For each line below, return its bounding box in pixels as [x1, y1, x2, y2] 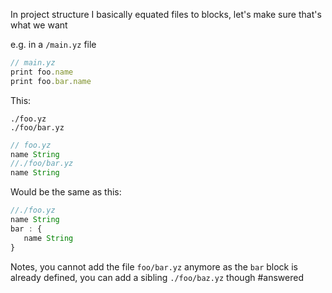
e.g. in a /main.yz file [10, 39, 97, 50]
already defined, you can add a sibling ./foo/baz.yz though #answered [10, 271, 304, 283]
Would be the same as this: [10, 186, 122, 198]
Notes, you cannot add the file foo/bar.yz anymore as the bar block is [10, 260, 298, 273]
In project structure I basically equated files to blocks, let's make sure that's [10, 9, 322, 20]
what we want [10, 19, 68, 31]
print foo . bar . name [10, 76, 92, 86]
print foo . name [10, 67, 74, 77]
